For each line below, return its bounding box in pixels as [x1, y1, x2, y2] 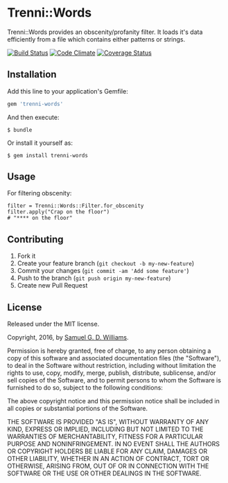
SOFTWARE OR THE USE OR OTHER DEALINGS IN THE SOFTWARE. [7, 469, 202, 477]
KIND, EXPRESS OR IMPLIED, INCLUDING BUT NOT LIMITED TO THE [7, 425, 204, 434]
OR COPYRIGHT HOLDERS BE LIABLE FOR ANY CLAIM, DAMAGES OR [7, 447, 208, 455]
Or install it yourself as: [7, 139, 73, 147]
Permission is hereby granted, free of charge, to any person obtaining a [7, 346, 211, 355]
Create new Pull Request [17, 281, 88, 290]
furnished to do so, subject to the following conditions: [7, 383, 163, 392]
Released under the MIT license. [7, 320, 100, 328]
